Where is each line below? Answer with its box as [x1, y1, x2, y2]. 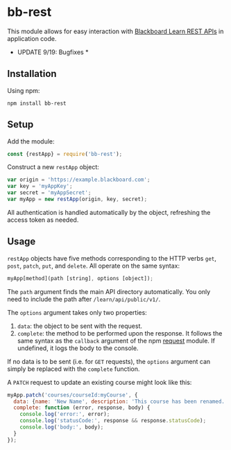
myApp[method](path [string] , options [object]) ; [7, 275, 154, 282]
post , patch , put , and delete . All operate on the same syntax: [7, 261, 180, 270]
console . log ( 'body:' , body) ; [19, 424, 104, 431]
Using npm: [7, 86, 40, 94]
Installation [7, 68, 57, 80]
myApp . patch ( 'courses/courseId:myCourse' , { [7, 391, 138, 399]
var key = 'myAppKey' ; [7, 183, 73, 190]
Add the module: [7, 137, 55, 146]
